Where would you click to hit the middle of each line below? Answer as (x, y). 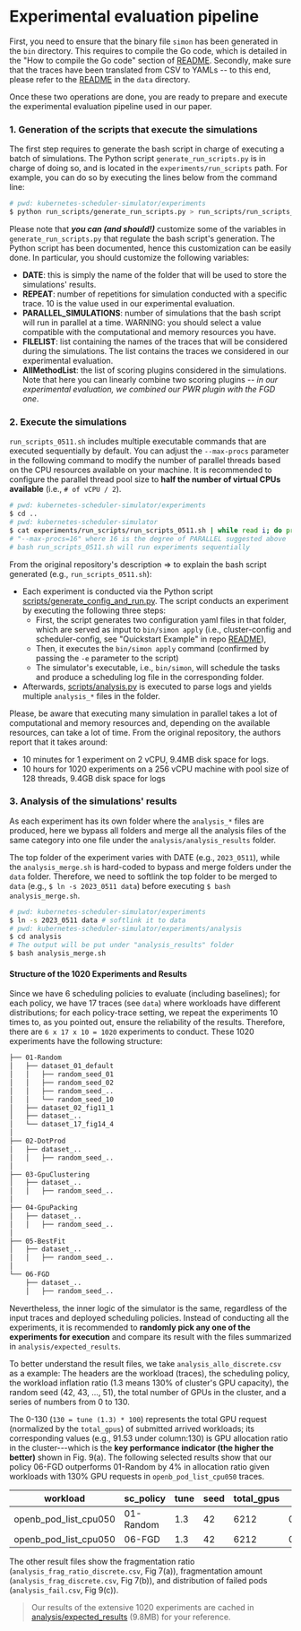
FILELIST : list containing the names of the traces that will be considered (155, 341)
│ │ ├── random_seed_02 (62, 1083)
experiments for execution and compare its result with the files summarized (150, 1336)
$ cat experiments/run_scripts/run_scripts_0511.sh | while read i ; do (146, 531)
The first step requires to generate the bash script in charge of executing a (147, 149)
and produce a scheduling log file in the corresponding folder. (150, 677)
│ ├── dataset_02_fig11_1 (62, 1108)
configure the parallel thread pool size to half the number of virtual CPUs (145, 479)
